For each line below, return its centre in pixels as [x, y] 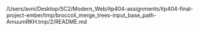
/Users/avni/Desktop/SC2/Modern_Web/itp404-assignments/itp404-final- [100, 9]
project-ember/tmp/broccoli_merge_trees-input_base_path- [81, 15]
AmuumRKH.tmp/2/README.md [47, 22]
